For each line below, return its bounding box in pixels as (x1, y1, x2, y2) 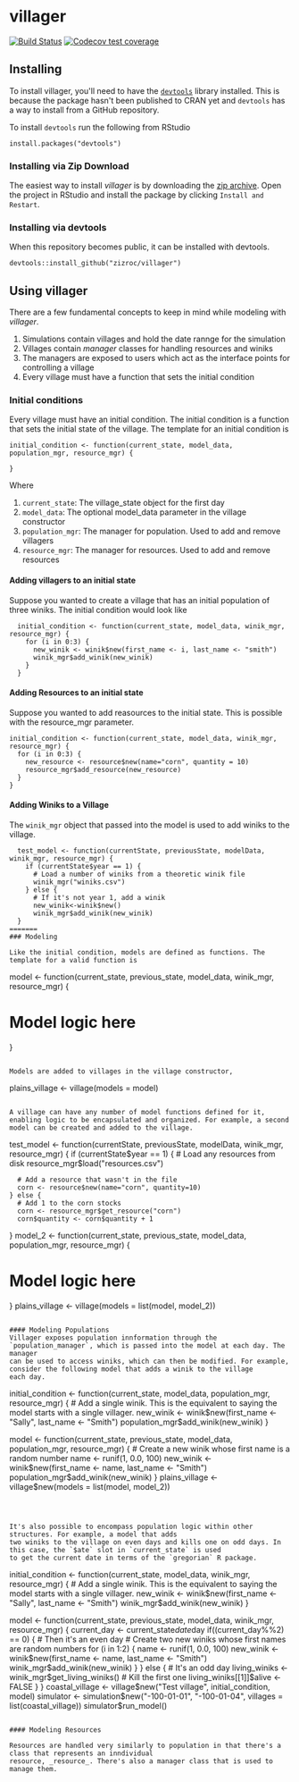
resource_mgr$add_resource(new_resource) (25, 765, 181, 774)
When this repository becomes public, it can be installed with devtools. (9, 241, 270, 252)
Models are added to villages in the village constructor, (9, 1067, 234, 1076)
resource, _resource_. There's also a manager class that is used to (9, 1756, 274, 1766)
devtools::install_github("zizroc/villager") (9, 259, 181, 268)
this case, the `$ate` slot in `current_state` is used (9, 1545, 221, 1554)
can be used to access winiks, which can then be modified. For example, (9, 1357, 290, 1366)
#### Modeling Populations (9, 1325, 110, 1334)
